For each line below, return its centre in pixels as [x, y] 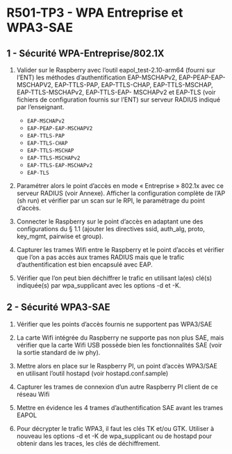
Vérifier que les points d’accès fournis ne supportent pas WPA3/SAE [114, 324]
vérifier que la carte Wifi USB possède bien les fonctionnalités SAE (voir [119, 345]
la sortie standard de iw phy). [58, 352]
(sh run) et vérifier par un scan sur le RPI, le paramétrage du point [111, 201]
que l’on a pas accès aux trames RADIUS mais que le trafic [100, 257]
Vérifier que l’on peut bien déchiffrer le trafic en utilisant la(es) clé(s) [114, 278]
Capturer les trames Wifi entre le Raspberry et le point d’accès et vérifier [121, 250]
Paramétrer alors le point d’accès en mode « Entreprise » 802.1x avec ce [120, 186]
